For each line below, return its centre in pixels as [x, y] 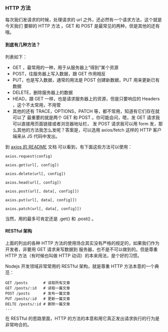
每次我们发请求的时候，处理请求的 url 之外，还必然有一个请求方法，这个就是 [84, 20]
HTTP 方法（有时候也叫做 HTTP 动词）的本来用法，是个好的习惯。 [73, 255]
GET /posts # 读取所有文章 [38, 283]
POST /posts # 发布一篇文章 [38, 293]
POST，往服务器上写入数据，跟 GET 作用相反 [59, 73]
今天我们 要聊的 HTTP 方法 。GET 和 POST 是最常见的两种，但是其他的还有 [82, 26]
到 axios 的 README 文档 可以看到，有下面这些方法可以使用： [69, 146]
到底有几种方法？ [23, 44]
